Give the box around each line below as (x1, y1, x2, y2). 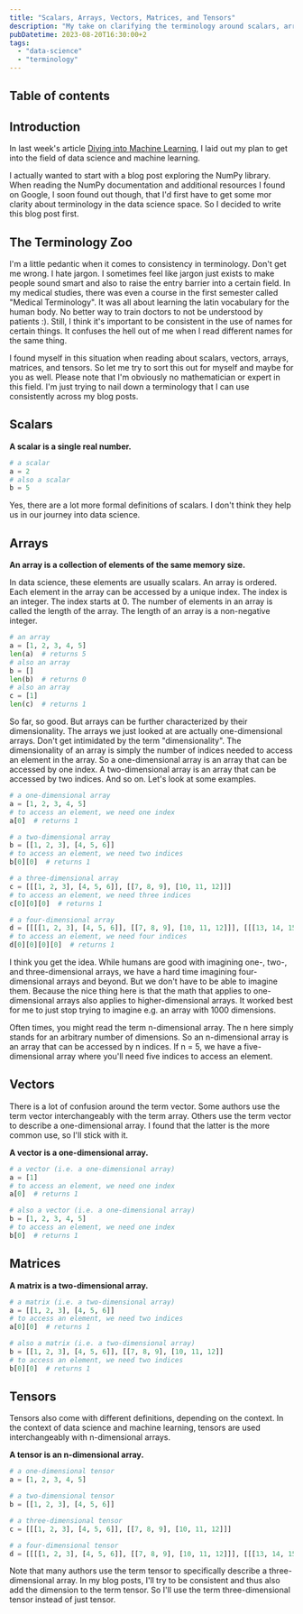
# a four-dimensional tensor (9, 1541, 119, 1550)
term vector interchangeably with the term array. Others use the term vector (9, 1110, 292, 1121)
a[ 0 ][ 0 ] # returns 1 (9, 1323, 91, 1332)
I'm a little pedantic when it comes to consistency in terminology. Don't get (9, 259, 287, 270)
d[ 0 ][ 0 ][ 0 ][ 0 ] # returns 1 (9, 940, 115, 949)
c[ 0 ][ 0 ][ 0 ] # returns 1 (9, 899, 103, 908)
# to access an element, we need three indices (9, 890, 192, 900)
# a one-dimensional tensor (9, 1467, 115, 1476)
